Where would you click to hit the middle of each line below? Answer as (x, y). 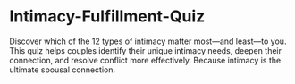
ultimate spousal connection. (63, 70)
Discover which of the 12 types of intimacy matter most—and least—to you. (148, 41)
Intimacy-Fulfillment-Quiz (107, 17)
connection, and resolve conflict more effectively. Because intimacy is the (145, 60)
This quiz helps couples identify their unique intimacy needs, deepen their (145, 50)
